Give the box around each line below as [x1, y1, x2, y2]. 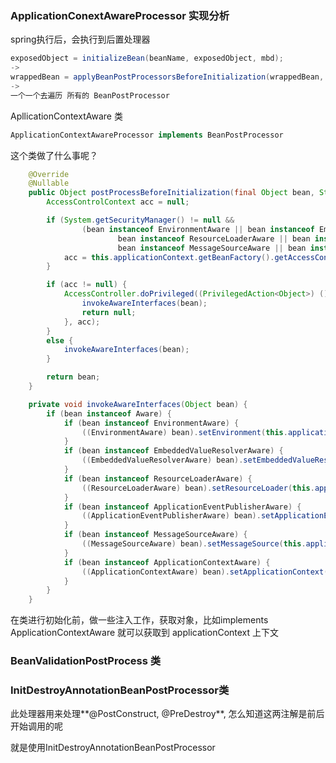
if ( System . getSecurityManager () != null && [46, 215, 235, 226]
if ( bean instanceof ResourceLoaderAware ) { [63, 473, 253, 484]
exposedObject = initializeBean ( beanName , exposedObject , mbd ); [10, 53, 284, 64]
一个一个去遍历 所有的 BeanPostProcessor [10, 90, 170, 101]
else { [46, 335, 74, 346]
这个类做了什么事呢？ [10, 149, 98, 161]
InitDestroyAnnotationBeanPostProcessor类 [10, 683, 230, 697]
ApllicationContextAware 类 [10, 110, 123, 122]
